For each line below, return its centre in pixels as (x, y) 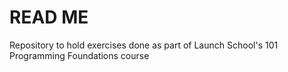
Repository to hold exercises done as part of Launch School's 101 (144, 45)
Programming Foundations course (79, 55)
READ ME (49, 17)
